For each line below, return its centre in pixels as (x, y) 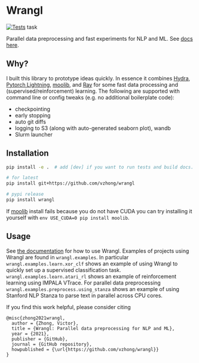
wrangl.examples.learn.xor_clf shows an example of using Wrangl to (92, 264)
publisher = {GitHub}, (40, 339)
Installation (27, 153)
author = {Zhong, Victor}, (45, 323)
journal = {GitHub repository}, (52, 344)
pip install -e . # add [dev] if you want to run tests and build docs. (100, 167)
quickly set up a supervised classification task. (64, 270)
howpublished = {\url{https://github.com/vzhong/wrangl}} (85, 349)
